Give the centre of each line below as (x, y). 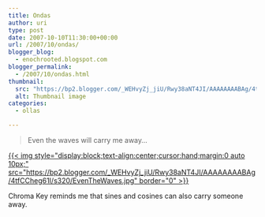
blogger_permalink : (40, 67)
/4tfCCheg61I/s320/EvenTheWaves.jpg (71, 181)
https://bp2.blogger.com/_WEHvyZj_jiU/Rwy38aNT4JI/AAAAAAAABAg (141, 172)
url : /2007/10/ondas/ (44, 45)
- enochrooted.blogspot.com (62, 60)
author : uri (28, 23)
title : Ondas (30, 15)
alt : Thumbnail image (51, 96)
